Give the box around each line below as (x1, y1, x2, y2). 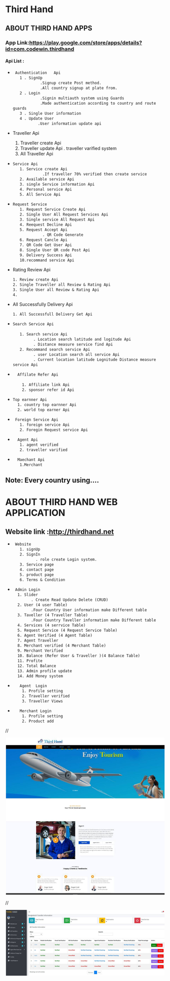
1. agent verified (19, 442, 58, 447)
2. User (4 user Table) (17, 602, 67, 608)
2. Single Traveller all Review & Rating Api (12, 282, 111, 287)
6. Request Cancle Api (19, 237, 67, 242)
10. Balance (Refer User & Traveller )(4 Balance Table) (17, 653, 141, 659)
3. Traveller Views (22, 699, 63, 704)
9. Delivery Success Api (19, 253, 72, 258)
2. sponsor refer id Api (22, 387, 75, 392)
